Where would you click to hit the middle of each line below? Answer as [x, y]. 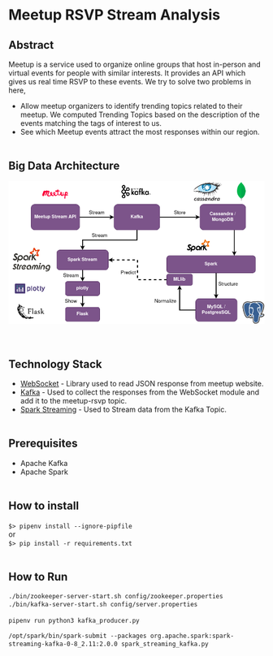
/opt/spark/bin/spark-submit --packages [78, 636]
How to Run [38, 577]
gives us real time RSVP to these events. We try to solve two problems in [130, 82]
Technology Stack [55, 364]
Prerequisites [43, 444]
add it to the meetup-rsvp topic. [74, 400]
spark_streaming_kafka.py [165, 644]
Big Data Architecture [64, 166]
